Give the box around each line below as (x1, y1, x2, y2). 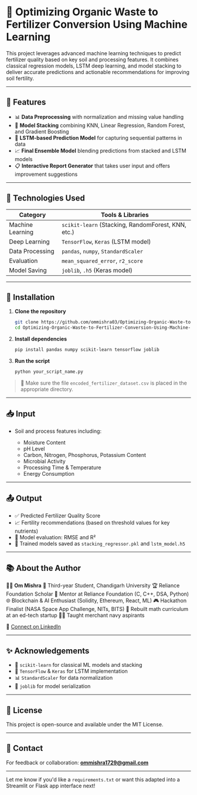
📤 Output (6, 493, 42, 503)
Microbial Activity (23, 457, 66, 465)
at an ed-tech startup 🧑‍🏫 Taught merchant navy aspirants (6, 612, 145, 619)
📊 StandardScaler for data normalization (14, 674, 113, 682)
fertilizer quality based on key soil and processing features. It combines (6, 56, 179, 63)
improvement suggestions (14, 171, 78, 178)
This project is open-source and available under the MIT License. (6, 720, 164, 728)
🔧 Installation (6, 292, 55, 302)
